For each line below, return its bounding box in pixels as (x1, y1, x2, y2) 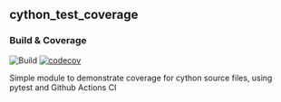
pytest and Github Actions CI (9, 81, 117, 93)
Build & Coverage (9, 34, 88, 47)
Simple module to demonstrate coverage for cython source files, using (9, 72, 273, 83)
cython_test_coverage (9, 7, 139, 23)
